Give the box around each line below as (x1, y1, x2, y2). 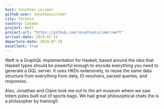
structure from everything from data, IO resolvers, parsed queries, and (5, 73, 147, 79)
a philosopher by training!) (5, 98, 58, 104)
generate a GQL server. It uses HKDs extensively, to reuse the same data (5, 67, 152, 74)
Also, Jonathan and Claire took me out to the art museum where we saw (5, 87, 151, 93)
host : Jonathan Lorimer (5, 7, 54, 12)
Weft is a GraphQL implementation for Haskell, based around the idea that (5, 57, 154, 63)
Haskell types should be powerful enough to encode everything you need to (5, 62, 159, 68)
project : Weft (5, 26, 34, 30)
